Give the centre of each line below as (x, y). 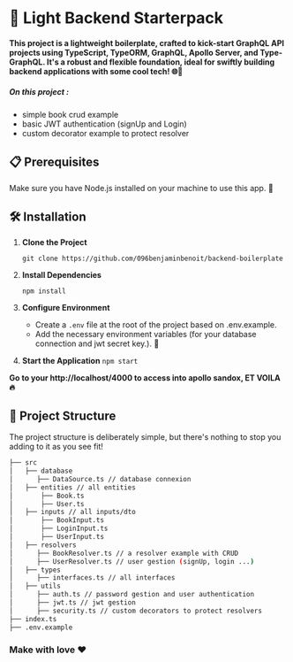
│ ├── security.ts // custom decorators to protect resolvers (136, 611)
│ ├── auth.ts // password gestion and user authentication (131, 595)
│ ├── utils (35, 586)
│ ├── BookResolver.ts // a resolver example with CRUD (124, 553)
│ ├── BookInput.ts (56, 520)
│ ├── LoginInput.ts (59, 529)
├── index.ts (33, 619)
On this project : (39, 92)
